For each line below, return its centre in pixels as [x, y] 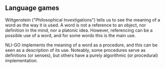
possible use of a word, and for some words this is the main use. [70, 35]
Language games [32, 8]
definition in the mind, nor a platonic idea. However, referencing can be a [79, 30]
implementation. [21, 60]
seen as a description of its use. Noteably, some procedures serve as [75, 50]
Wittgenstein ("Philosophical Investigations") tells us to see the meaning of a [83, 20]
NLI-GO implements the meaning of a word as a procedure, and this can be [81, 45]
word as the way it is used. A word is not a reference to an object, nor [76, 25]
